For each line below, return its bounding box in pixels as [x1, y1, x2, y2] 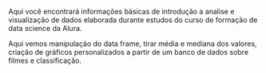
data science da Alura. [8, 24, 82, 33]
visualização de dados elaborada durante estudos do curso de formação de [8, 15, 258, 25]
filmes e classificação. [8, 56, 82, 65]
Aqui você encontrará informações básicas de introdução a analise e [8, 7, 235, 16]
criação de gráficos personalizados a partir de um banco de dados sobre [8, 48, 249, 56]
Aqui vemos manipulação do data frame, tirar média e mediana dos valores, [8, 39, 257, 48]
